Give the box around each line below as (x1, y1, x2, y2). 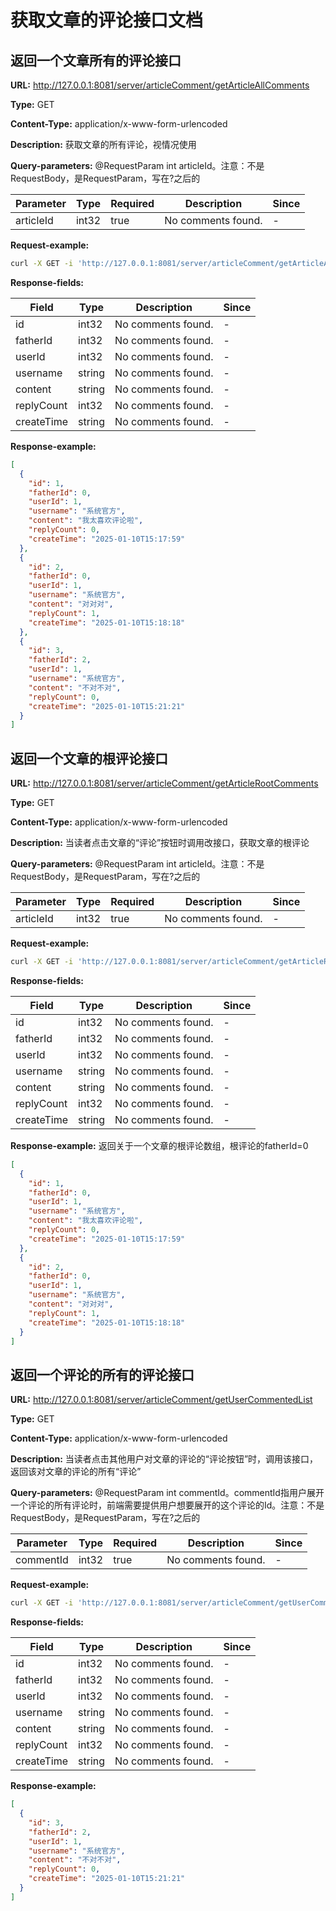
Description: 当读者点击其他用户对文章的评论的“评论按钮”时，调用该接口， (10, 1453, 319, 1465)
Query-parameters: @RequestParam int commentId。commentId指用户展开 (10, 1487, 325, 1499)
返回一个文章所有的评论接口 (10, 52, 182, 69)
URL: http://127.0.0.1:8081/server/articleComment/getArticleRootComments (10, 777, 319, 790)
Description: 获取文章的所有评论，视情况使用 (10, 139, 197, 150)
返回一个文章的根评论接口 (10, 750, 168, 767)
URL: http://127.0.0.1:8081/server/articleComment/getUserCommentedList (10, 1394, 313, 1406)
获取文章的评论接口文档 (10, 9, 204, 32)
